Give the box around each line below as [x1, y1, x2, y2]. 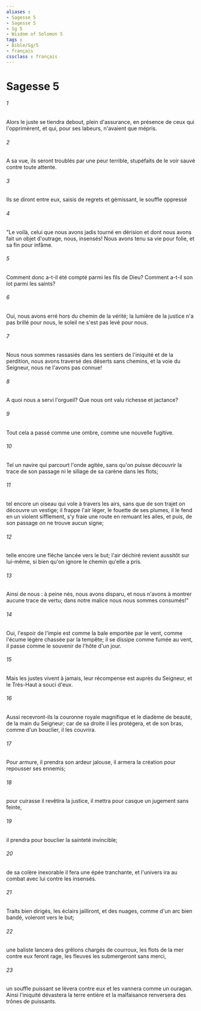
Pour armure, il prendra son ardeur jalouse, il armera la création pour [6, 759, 176, 766]
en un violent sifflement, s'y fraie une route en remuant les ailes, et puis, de [6, 513, 193, 521]
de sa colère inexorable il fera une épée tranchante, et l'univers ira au [6, 868, 178, 876]
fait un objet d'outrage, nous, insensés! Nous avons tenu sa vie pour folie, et [6, 235, 195, 242]
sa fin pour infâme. [6, 241, 53, 249]
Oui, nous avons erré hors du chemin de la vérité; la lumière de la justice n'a [6, 312, 194, 320]
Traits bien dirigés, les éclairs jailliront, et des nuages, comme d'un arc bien [6, 907, 193, 915]
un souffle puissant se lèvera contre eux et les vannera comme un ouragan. [6, 985, 193, 992]
